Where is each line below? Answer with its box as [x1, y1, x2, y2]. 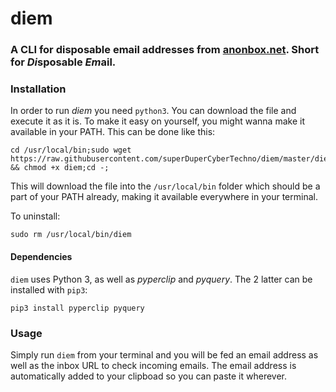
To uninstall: [10, 210, 61, 222]
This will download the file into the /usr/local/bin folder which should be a [10, 180, 321, 192]
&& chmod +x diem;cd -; [10, 163, 110, 173]
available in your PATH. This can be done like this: [10, 126, 216, 138]
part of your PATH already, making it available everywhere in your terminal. [10, 191, 318, 203]
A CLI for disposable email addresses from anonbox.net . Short [10, 43, 320, 57]
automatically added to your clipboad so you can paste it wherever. [10, 370, 288, 382]
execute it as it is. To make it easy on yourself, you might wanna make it [10, 115, 305, 127]
